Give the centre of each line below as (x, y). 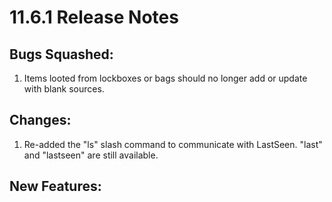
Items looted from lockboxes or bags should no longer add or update (165, 78)
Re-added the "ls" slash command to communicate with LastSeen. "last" (173, 144)
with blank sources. (64, 89)
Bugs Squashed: (61, 54)
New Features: (55, 186)
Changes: (40, 120)
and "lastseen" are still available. (91, 155)
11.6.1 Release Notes (94, 17)
